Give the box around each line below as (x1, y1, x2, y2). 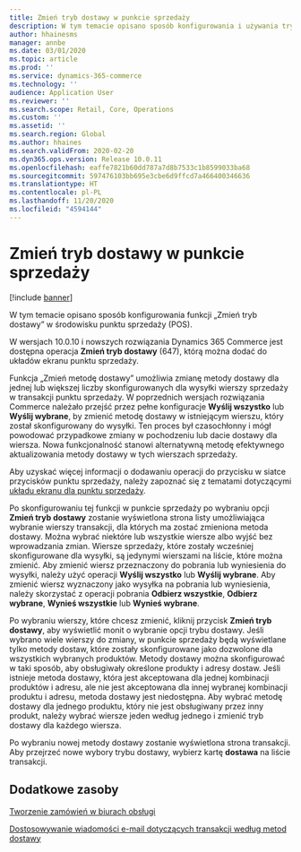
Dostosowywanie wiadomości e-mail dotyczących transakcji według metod (9, 823, 287, 834)
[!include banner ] (9, 292, 73, 303)
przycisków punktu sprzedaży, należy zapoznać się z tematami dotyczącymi (9, 476, 292, 486)
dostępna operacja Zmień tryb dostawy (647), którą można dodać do (9, 346, 267, 357)
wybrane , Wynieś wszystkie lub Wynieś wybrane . (9, 598, 200, 608)
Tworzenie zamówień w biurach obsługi (9, 805, 156, 816)
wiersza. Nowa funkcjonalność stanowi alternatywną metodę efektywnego (9, 439, 285, 450)
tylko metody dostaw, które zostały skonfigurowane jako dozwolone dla (9, 643, 273, 654)
